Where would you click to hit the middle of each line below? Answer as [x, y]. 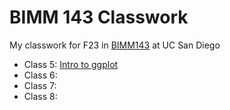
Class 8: [40, 96]
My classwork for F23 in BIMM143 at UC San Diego [115, 45]
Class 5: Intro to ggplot [71, 64]
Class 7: [40, 85]
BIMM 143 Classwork [99, 17]
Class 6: [40, 75]
